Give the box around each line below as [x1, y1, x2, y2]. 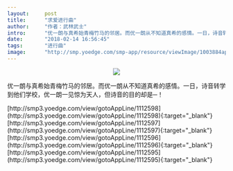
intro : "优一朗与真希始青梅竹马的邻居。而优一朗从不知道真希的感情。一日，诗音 [7, 29, 223, 37]
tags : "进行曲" [7, 42, 67, 49]
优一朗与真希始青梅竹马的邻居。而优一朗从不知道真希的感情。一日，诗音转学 [7, 81, 226, 90]
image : [7, 49, 26, 56]
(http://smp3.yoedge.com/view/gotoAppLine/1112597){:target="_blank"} [7, 126, 213, 134]
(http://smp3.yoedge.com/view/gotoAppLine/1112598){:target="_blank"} [7, 111, 213, 120]
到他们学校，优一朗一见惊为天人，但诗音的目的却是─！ [7, 90, 164, 98]
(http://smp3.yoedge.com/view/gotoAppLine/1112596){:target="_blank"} [7, 141, 213, 149]
